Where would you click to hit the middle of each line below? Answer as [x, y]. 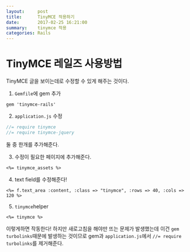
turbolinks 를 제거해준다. [35, 243]
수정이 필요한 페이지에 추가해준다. [53, 157]
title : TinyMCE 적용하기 [40, 17]
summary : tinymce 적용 [37, 28]
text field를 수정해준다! [41, 179]
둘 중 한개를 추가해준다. [33, 144]
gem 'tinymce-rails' [31, 105]
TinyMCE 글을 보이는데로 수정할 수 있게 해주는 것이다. [68, 81]
